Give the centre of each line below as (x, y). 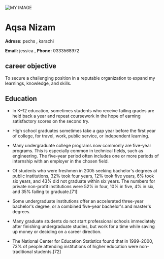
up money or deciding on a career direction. (57, 231)
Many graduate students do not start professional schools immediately (84, 221)
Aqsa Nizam (30, 28)
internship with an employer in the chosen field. (61, 161)
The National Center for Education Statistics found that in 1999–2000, (83, 241)
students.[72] (48, 252)
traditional (22, 252)
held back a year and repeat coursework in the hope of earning (76, 116)
